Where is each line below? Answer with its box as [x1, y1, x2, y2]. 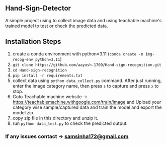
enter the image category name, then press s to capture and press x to [12, 83, 159, 89]
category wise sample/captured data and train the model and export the [12, 104, 162, 110]
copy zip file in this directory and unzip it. [12, 115, 99, 121]
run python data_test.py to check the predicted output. [12, 120, 128, 126]
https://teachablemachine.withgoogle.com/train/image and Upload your [12, 99, 161, 105]
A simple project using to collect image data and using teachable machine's [5, 17, 162, 23]
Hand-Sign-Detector [5, 4, 71, 13]
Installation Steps [5, 37, 61, 46]
